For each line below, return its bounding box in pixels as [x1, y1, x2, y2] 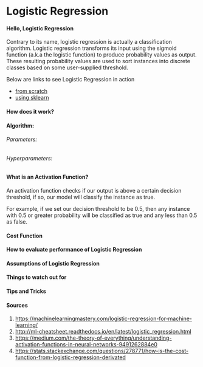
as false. [6, 218, 27, 225]
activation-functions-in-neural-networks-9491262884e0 [15, 341, 158, 348]
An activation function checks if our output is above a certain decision [6, 187, 182, 194]
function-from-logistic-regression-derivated [15, 354, 126, 361]
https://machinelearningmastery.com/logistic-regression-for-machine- [15, 315, 193, 323]
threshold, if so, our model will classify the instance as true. [6, 193, 156, 201]
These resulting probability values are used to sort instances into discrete [6, 58, 190, 65]
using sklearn [15, 94, 50, 101]
